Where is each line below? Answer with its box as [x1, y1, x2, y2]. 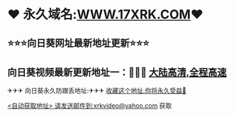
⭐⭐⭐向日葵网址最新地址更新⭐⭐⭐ [7, 37, 150, 49]
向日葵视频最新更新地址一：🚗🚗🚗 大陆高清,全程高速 [7, 66, 227, 78]
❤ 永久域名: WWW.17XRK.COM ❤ [7, 6, 204, 23]
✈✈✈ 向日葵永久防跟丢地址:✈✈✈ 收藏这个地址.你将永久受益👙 [7, 87, 186, 95]
